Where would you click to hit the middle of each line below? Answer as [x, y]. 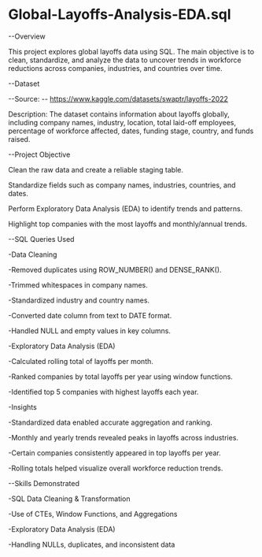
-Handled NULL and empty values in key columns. [90, 330]
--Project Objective [39, 154]
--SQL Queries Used [41, 239]
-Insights [22, 407]
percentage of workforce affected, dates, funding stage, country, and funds [131, 131]
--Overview [27, 36]
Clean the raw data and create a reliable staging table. [96, 169]
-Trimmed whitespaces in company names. [78, 284]
